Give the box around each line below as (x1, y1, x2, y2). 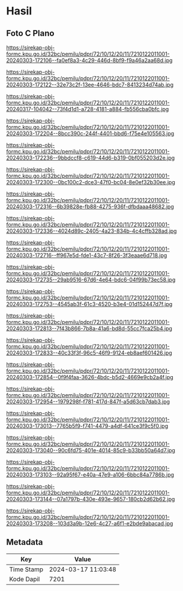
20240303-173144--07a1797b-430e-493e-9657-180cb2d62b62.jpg (6, 496, 175, 502)
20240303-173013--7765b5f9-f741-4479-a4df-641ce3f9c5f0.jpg (6, 422, 169, 430)
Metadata (6, 537, 43, 547)
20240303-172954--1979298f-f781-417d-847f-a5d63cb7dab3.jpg (6, 398, 170, 405)
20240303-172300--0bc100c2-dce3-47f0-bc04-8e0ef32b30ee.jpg (6, 179, 176, 185)
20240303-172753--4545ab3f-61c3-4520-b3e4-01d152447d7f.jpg (6, 301, 173, 307)
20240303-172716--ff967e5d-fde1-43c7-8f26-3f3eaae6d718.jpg (6, 252, 167, 259)
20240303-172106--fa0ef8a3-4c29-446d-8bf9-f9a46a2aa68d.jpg (6, 57, 173, 64)
